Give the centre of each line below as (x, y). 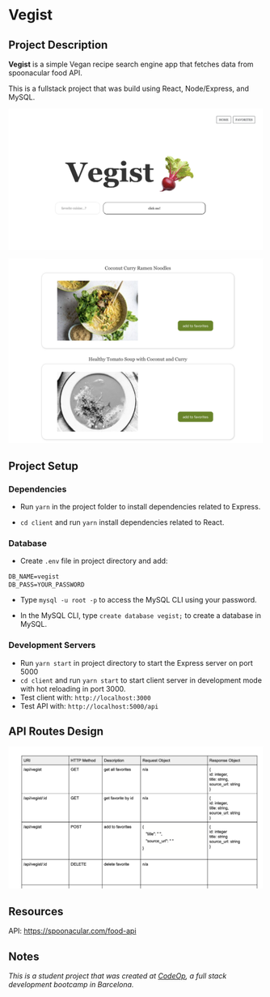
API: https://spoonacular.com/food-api (72, 931)
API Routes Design (56, 731)
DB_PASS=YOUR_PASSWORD (46, 585)
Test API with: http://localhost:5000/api (89, 705)
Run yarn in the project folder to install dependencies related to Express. (140, 506)
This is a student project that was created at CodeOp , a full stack (118, 976)
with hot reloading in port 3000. (73, 688)
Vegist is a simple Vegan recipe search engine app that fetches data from (131, 64)
